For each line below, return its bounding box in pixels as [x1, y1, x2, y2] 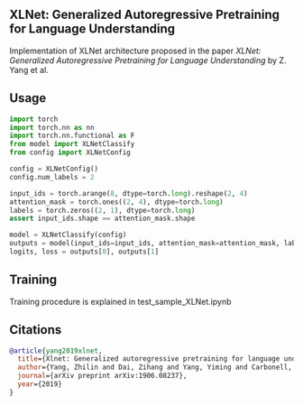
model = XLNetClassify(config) [9, 230, 127, 240]
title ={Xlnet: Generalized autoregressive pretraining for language [17, 354, 280, 364]
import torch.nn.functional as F [9, 131, 135, 141]
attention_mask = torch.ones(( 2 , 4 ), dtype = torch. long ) [9, 198, 224, 207]
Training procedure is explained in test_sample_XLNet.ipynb [9, 296, 232, 307]
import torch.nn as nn [9, 123, 95, 132]
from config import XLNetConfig [9, 148, 131, 157]
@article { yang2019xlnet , [9, 346, 103, 355]
